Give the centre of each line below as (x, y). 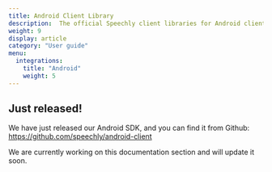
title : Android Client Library (61, 16)
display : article (38, 38)
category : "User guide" (49, 46)
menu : (17, 53)
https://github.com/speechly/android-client (80, 136)
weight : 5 (40, 76)
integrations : (39, 61)
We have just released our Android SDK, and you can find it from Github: (129, 128)
